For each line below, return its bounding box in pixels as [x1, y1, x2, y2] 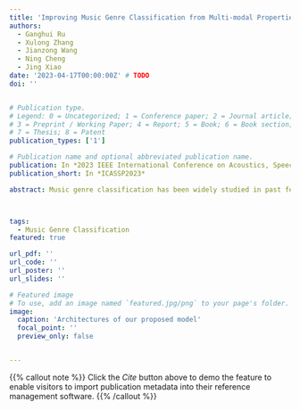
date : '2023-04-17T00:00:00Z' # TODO [9, 71, 150, 80]
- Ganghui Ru [17, 29, 66, 38]
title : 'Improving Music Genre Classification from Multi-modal [9, 12, 254, 22]
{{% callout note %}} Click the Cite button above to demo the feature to [9, 372, 272, 382]
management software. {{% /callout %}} [9, 390, 158, 401]
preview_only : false [17, 332, 94, 341]
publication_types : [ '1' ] [9, 136, 105, 145]
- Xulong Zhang [17, 37, 74, 47]
